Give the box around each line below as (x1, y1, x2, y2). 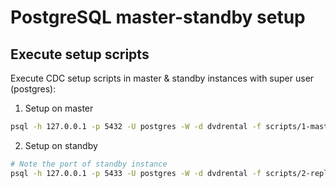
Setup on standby (24, 139, 98, 151)
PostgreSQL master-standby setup (10, 6, 306, 29)
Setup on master (24, 102, 94, 114)
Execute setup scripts (10, 46, 150, 63)
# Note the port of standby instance (10, 159, 168, 169)
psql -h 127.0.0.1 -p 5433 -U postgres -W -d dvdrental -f (10, 168, 262, 178)
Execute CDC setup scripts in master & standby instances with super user (10, 72, 315, 84)
